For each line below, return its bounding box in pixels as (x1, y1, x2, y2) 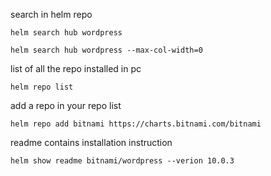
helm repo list (10, 82, 74, 92)
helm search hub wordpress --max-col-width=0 (10, 45, 203, 55)
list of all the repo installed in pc (10, 63, 142, 74)
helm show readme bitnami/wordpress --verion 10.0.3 (10, 156, 235, 166)
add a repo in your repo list (10, 100, 122, 111)
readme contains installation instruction (10, 137, 173, 148)
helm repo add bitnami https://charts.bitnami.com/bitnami (10, 119, 262, 129)
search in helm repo (10, 9, 93, 20)
